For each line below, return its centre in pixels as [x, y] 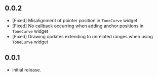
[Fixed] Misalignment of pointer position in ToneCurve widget [75, 20]
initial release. [27, 69]
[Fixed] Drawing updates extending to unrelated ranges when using [82, 36]
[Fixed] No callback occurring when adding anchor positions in [78, 26]
